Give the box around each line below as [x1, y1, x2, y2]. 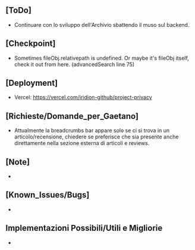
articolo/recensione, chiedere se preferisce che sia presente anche [14, 133, 179, 140]
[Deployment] [5, 78, 58, 88]
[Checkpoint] [5, 39, 56, 49]
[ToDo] [5, 5, 32, 16]
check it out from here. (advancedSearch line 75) [14, 60, 135, 68]
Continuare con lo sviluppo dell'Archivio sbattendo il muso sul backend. [14, 21, 190, 28]
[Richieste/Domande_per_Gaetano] [5, 111, 139, 121]
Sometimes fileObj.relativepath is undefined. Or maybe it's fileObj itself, [14, 54, 190, 61]
